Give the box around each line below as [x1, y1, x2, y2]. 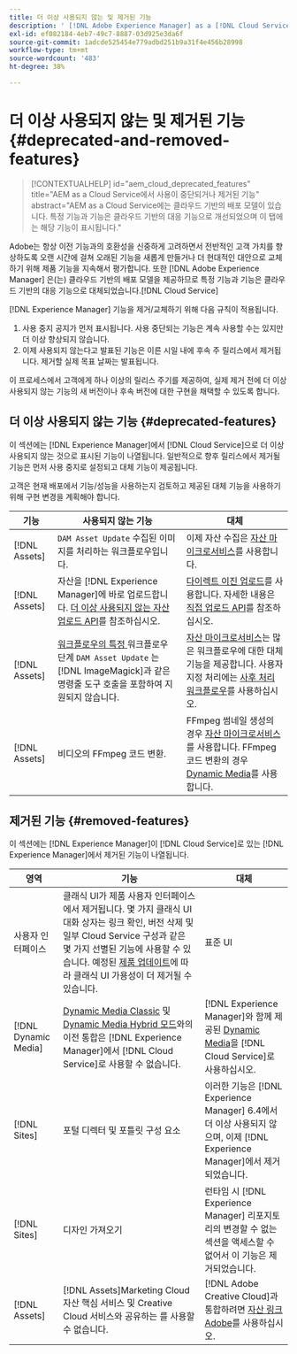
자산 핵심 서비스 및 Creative [63, 1297, 173, 1310]
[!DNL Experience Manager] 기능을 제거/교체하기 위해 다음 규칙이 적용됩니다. [9, 304, 278, 314]
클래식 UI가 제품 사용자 [63, 890, 153, 903]
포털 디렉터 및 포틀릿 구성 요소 [63, 1125, 181, 1137]
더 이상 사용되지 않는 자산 [70, 601, 170, 613]
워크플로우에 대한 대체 [196, 644, 284, 657]
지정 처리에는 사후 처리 [186, 671, 276, 683]
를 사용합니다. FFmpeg [186, 741, 277, 753]
